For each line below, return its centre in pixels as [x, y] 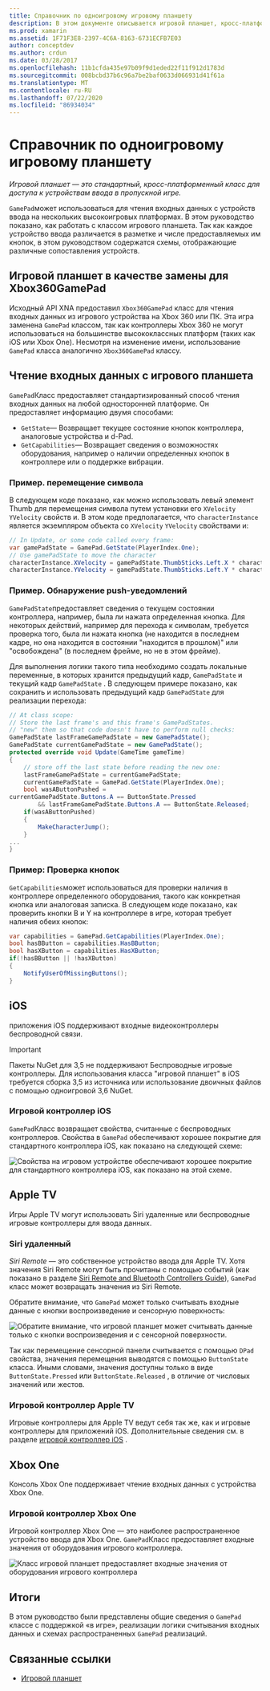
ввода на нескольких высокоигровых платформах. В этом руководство [132, 217]
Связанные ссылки [60, 1659]
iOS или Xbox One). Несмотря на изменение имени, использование [125, 342]
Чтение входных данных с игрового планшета [131, 376]
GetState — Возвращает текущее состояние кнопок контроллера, [132, 428]
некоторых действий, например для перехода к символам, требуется [129, 625]
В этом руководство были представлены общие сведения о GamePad [125, 1616]
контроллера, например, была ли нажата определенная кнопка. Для [127, 616]
